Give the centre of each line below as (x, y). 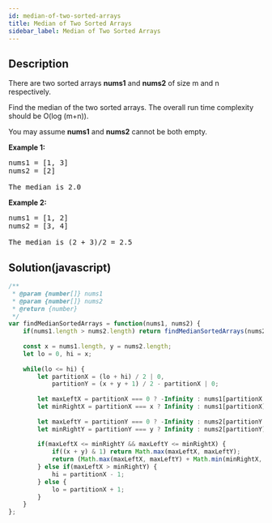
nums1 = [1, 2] (38, 218)
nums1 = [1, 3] (38, 163)
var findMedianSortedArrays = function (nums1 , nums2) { (104, 324)
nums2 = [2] (32, 171)
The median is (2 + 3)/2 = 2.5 (70, 242)
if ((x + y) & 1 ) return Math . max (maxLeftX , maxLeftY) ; (146, 452)
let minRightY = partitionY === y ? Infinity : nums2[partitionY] (152, 429)
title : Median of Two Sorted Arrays (70, 23)
